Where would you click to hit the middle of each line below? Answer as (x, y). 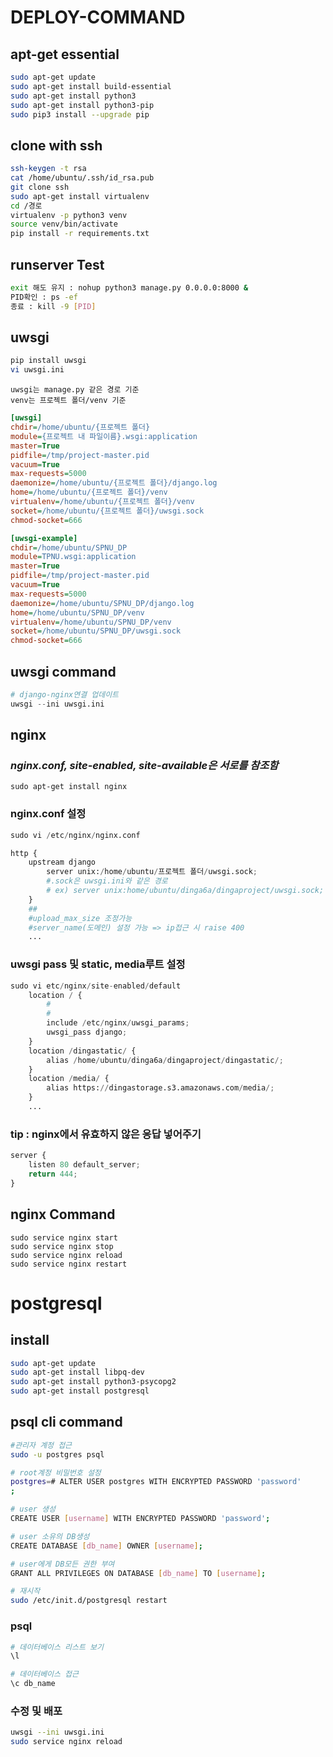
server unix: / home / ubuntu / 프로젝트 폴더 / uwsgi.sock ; (152, 872)
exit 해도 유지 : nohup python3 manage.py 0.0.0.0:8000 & (129, 288)
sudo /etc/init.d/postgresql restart (89, 1601)
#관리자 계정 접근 (41, 1445)
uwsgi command (63, 671)
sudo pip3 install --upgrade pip (80, 114)
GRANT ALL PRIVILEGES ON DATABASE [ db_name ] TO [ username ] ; (138, 1573)
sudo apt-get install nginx (69, 787)
